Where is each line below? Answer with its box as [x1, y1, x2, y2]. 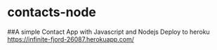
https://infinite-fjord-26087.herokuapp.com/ [7, 35, 135, 43]
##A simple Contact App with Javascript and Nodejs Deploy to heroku [7, 27, 211, 36]
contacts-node [7, 4, 96, 20]
